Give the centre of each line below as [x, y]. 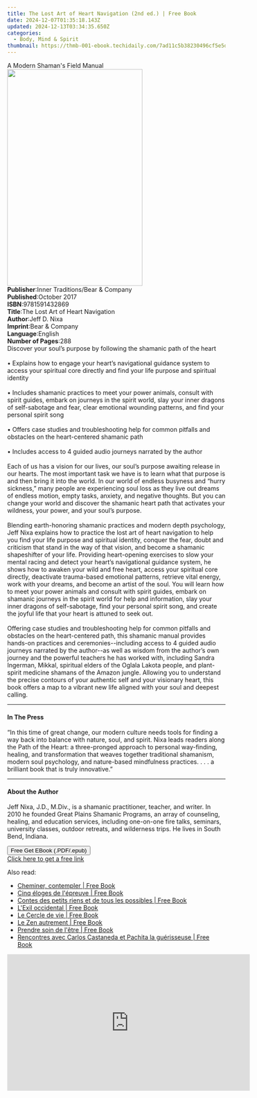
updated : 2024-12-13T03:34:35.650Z [59, 26]
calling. [18, 695]
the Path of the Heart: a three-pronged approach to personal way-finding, [112, 747]
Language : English [33, 334]
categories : [24, 33]
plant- [206, 665]
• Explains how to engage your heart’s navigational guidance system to [108, 363]
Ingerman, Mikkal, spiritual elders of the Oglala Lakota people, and [102, 665]
